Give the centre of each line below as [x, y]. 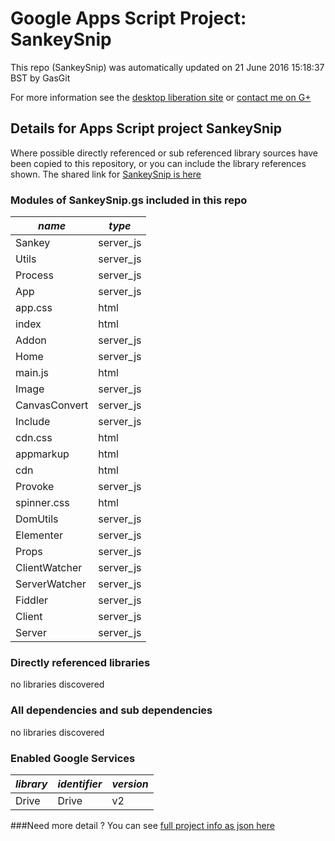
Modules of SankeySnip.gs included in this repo [129, 200]
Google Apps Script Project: [128, 18]
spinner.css [42, 503]
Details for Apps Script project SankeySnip [146, 128]
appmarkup [42, 454]
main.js [32, 373]
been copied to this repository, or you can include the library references [158, 163]
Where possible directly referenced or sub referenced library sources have [164, 153]
